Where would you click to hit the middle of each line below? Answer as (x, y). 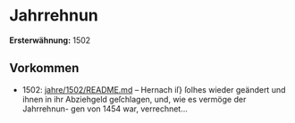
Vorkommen (44, 68)
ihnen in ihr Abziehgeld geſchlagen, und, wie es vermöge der (134, 99)
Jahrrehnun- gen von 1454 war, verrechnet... (105, 109)
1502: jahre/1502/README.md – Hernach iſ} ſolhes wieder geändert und (154, 89)
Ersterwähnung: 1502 (50, 40)
